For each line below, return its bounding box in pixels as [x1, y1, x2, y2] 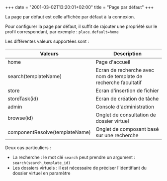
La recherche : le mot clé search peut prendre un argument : [12, 154, 136, 160]
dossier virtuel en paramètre [12, 170, 71, 176]
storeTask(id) [7, 95, 39, 102]
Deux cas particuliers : [5, 145, 51, 151]
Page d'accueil [95, 59, 131, 65]
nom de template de [95, 73, 143, 80]
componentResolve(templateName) [7, 129, 91, 136]
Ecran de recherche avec [95, 67, 155, 74]
